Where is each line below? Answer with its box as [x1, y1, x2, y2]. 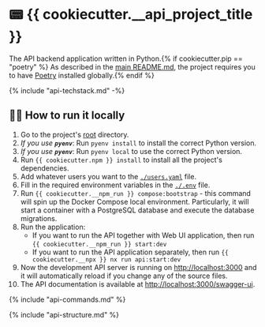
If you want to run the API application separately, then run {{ [32, 247, 229, 257]
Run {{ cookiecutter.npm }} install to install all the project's [20, 155, 223, 164]
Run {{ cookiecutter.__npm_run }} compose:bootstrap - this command [20, 188, 252, 197]
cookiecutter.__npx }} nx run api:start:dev [32, 255, 181, 264]
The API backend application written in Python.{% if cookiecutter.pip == [9, 54, 243, 63]
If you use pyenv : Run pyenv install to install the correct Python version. [20, 138, 257, 148]
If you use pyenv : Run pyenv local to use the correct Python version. [20, 146, 243, 156]
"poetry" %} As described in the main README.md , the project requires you [9, 62, 256, 71]
